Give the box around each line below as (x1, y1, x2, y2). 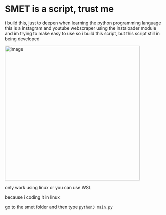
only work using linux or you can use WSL (5, 184, 91, 190)
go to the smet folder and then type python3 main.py (5, 204, 113, 210)
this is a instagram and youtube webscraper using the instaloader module (5, 25, 156, 31)
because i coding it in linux (5, 194, 60, 200)
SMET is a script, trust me (5, 3, 114, 15)
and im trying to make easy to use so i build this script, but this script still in (5, 30, 160, 36)
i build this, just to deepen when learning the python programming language (5, 20, 161, 26)
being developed (5, 36, 40, 42)
